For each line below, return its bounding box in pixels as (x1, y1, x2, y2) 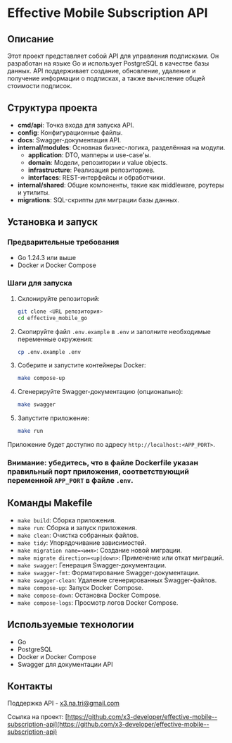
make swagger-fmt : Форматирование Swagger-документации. (17, 568, 200, 577)
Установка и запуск (7, 216, 98, 228)
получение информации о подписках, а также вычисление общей (7, 74, 205, 82)
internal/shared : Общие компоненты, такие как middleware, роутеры (17, 180, 224, 189)
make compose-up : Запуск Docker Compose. (17, 583, 144, 591)
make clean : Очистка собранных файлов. (17, 531, 139, 539)
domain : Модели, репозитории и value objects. (27, 158, 168, 166)
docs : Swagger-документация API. (17, 135, 122, 144)
